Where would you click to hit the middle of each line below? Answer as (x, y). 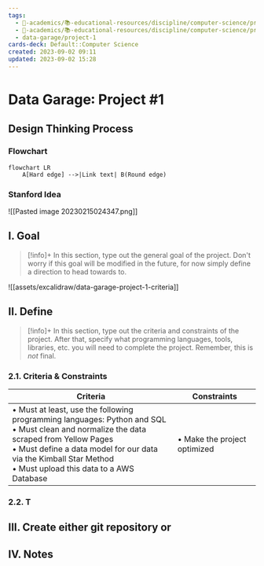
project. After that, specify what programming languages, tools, (130, 339)
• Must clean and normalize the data (79, 429)
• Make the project (212, 439)
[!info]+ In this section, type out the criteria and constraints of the (133, 330)
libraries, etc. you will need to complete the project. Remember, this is (140, 347)
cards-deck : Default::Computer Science (73, 45)
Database (30, 478)
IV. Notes (31, 554)
